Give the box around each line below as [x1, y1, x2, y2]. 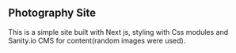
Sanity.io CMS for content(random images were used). [8, 36, 186, 45]
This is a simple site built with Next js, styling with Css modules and [8, 27, 228, 36]
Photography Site [8, 6, 97, 20]
